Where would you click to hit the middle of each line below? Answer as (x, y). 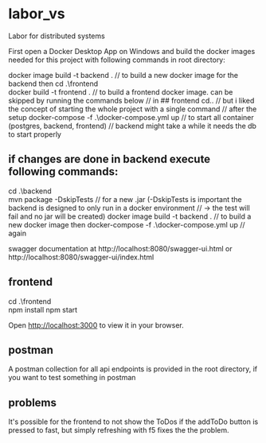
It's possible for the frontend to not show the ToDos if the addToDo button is (133, 422)
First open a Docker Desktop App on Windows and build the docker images (132, 51)
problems (33, 402)
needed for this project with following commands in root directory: (117, 60)
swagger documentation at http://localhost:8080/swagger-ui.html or (120, 248)
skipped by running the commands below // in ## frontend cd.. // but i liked (131, 100)
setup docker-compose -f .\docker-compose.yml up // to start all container (131, 117)
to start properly (35, 134)
